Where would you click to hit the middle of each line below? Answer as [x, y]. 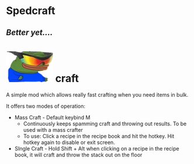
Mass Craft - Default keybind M [52, 117]
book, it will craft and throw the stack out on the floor [78, 155]
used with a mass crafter [53, 129]
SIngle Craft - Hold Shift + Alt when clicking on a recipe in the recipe [97, 148]
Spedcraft [31, 11]
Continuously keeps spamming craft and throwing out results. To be [105, 124]
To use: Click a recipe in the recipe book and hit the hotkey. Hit [99, 136]
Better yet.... [30, 33]
